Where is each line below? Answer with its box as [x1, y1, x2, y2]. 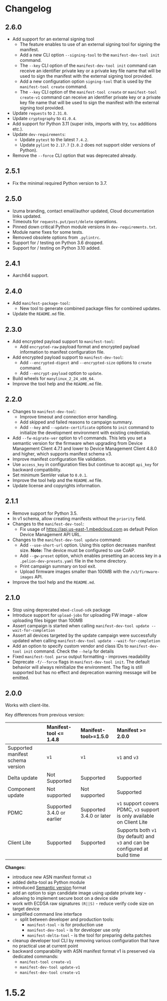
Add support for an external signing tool [12, 36, 94, 42]
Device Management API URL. [19, 531, 82, 537]
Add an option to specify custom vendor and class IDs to [12, 643, 129, 649]
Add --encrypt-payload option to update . [19, 370, 103, 376]
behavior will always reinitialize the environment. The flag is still [12, 664, 143, 670]
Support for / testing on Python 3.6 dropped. [12, 240, 104, 246]
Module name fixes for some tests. [12, 229, 83, 235]
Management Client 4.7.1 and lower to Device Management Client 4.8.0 [12, 445, 157, 451]
